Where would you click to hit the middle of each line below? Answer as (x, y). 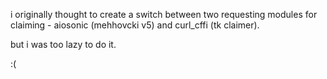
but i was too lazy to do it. (63, 44)
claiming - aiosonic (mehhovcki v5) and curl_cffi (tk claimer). (135, 25)
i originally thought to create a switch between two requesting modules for (164, 14)
